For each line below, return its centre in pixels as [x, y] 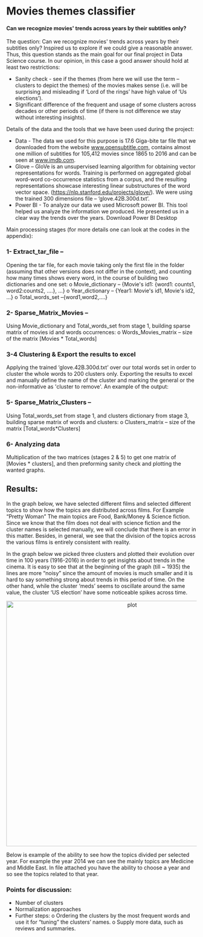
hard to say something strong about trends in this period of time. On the [95, 579]
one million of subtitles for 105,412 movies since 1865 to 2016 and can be [106, 154]
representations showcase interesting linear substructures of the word [102, 186]
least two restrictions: [33, 67]
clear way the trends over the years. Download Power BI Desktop [96, 218]
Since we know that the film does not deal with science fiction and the [94, 523]
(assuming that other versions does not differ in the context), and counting [99, 271]
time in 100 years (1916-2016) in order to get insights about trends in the [96, 560]
